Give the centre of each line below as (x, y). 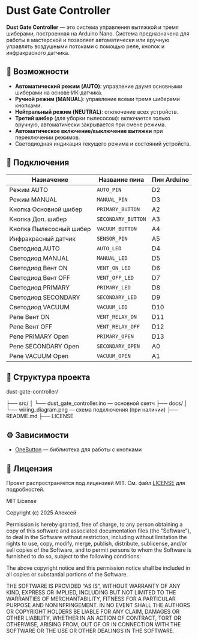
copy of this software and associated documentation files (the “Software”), (99, 531)
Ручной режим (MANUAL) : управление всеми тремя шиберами (97, 99)
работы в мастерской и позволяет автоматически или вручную (88, 40)
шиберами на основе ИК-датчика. (59, 92)
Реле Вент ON (29, 316)
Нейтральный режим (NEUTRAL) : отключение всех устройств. (97, 111)
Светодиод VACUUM (40, 307)
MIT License (22, 501)
